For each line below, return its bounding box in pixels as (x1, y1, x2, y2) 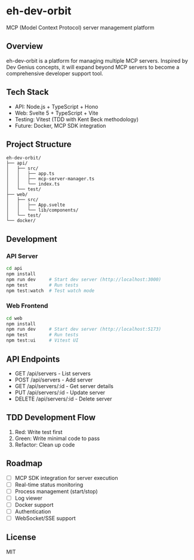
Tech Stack (6, 87, 49, 97)
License (6, 533, 36, 543)
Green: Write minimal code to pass (14, 435, 100, 442)
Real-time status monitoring (14, 481, 84, 488)
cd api (6, 266, 23, 272)
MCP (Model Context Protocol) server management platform (6, 24, 155, 31)
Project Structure (6, 139, 72, 149)
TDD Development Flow (6, 413, 96, 423)
